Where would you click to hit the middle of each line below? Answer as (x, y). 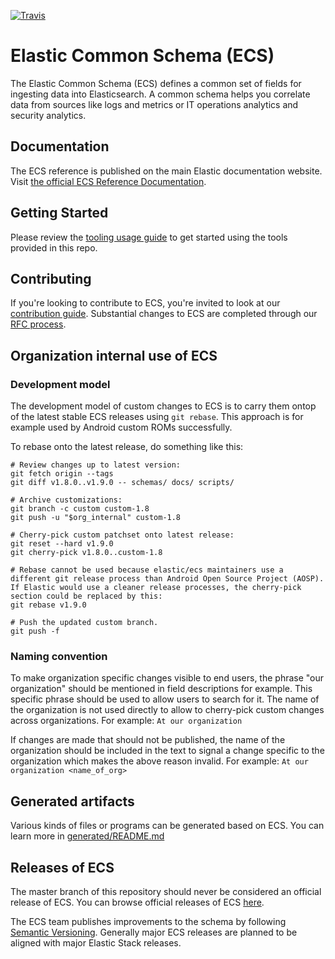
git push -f (35, 631)
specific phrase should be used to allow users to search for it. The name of (165, 699)
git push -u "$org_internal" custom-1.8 (96, 518)
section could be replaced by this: (86, 596)
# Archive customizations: (66, 500)
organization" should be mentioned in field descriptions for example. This (161, 689)
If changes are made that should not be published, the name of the (148, 740)
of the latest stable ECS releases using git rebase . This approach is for (157, 417)
